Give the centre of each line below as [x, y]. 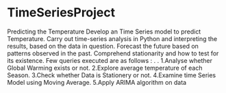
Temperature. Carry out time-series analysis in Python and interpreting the [112, 38]
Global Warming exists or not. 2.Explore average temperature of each [105, 68]
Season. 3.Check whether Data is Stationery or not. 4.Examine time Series [112, 75]
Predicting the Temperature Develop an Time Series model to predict [104, 31]
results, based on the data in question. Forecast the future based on [103, 46]
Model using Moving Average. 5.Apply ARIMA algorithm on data [97, 82]
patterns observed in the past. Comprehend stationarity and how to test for [113, 53]
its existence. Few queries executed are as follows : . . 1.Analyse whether [110, 60]
